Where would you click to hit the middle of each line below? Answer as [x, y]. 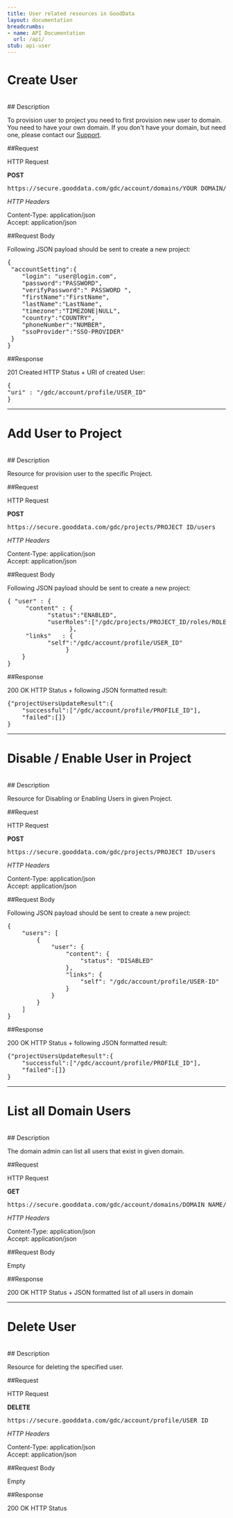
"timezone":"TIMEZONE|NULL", [71, 311]
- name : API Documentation [46, 33]
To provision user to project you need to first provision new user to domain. [114, 120]
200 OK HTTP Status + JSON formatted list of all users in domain [100, 1292]
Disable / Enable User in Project [100, 759]
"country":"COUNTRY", [59, 317]
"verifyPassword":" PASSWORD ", [77, 290]
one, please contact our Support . [54, 134]
